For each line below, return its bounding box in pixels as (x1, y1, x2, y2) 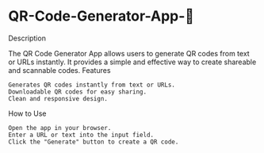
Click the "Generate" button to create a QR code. (8, 138, 179, 146)
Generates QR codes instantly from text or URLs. (8, 81, 176, 89)
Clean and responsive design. (8, 94, 109, 102)
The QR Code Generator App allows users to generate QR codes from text (8, 48, 250, 58)
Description (8, 33, 46, 43)
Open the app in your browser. (8, 124, 112, 132)
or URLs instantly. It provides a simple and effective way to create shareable (8, 57, 257, 67)
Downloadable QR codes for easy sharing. (8, 87, 147, 96)
